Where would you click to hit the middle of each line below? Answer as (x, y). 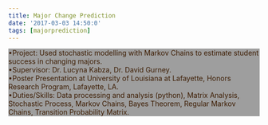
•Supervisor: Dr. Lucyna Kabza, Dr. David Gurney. (90, 70)
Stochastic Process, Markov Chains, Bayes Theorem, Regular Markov (122, 104)
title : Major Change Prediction (62, 16)
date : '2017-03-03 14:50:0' (55, 23)
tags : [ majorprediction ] (49, 30)
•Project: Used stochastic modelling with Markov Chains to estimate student (134, 53)
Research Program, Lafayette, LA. (64, 87)
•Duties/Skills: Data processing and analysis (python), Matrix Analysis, (124, 96)
